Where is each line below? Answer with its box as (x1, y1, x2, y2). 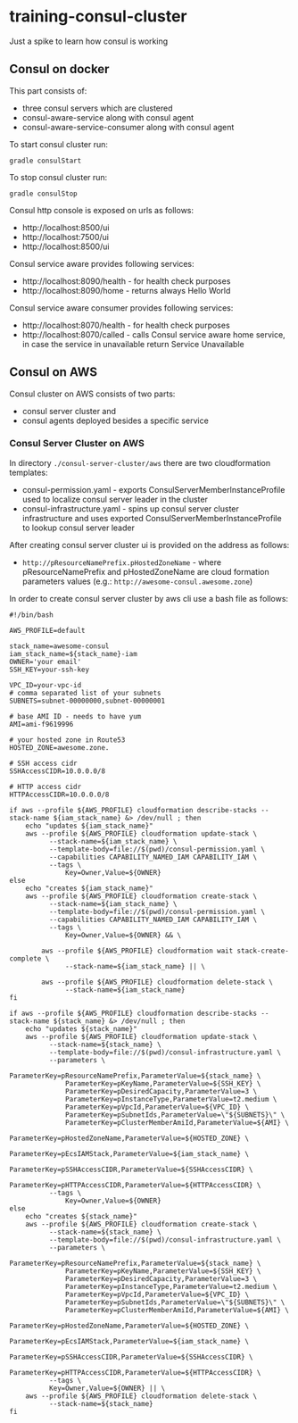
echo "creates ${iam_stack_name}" (25, 884, 153, 893)
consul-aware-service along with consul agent (21, 112, 195, 122)
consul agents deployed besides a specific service (21, 415, 210, 426)
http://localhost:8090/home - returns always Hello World (21, 285, 231, 295)
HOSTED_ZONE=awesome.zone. (9, 743, 110, 752)
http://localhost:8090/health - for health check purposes (21, 275, 231, 287)
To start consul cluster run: (9, 138, 109, 149)
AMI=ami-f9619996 (9, 720, 74, 728)
